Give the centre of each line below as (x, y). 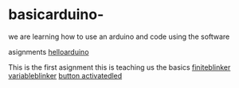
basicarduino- (56, 15)
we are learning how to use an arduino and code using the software (119, 36)
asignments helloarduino (49, 52)
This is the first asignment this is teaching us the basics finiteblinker (119, 67)
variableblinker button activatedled (65, 75)
